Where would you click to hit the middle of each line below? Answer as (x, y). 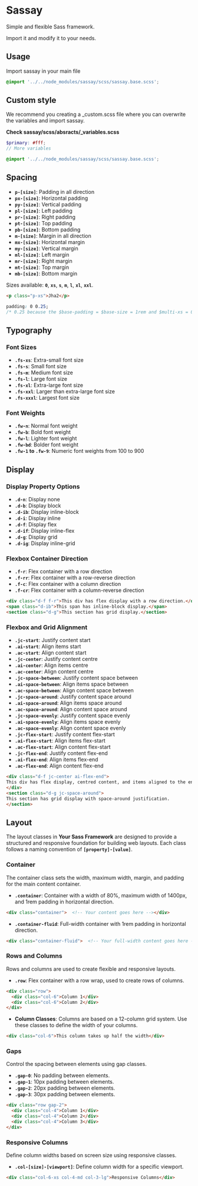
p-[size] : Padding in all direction (55, 192)
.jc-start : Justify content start (52, 640)
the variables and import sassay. (45, 121)
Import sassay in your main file (43, 71)
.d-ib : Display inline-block (47, 512)
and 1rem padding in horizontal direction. (64, 902)
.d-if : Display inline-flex (44, 531)
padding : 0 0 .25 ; (27, 306)
